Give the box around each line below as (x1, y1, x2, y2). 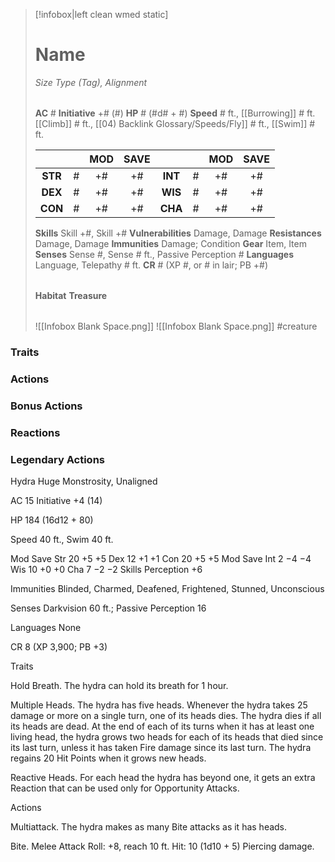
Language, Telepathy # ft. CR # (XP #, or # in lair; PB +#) (34, 259, 269, 271)
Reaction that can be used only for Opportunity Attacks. (10, 782, 240, 794)
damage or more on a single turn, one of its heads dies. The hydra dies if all (10, 709, 322, 721)
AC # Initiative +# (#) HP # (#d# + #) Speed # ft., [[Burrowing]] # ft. (34, 107, 316, 119)
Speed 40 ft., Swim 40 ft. (10, 533, 114, 545)
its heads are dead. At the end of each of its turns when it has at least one (10, 720, 315, 732)
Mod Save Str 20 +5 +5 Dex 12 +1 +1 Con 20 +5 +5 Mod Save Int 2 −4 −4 (10, 552, 312, 564)
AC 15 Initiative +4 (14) (10, 494, 103, 506)
